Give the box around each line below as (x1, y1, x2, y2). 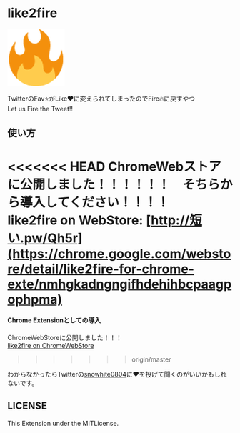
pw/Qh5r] (24, 230, 83, 246)
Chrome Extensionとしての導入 (7, 316, 101, 324)
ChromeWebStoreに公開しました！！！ (7, 333, 123, 342)
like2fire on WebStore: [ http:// (7, 212, 190, 228)
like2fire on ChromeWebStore (7, 341, 94, 349)
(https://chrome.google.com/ (7, 245, 186, 262)
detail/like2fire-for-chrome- (24, 261, 195, 277)
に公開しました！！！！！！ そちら (7, 176, 221, 192)
